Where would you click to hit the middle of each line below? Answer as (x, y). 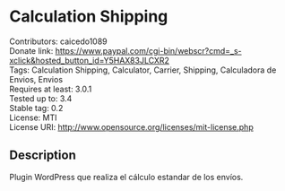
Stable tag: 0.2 (36, 108)
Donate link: (31, 50)
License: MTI (33, 117)
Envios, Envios (36, 79)
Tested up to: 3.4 (41, 98)
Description (43, 156)
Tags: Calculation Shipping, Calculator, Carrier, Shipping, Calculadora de (143, 70)
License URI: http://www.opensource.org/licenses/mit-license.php (131, 126)
